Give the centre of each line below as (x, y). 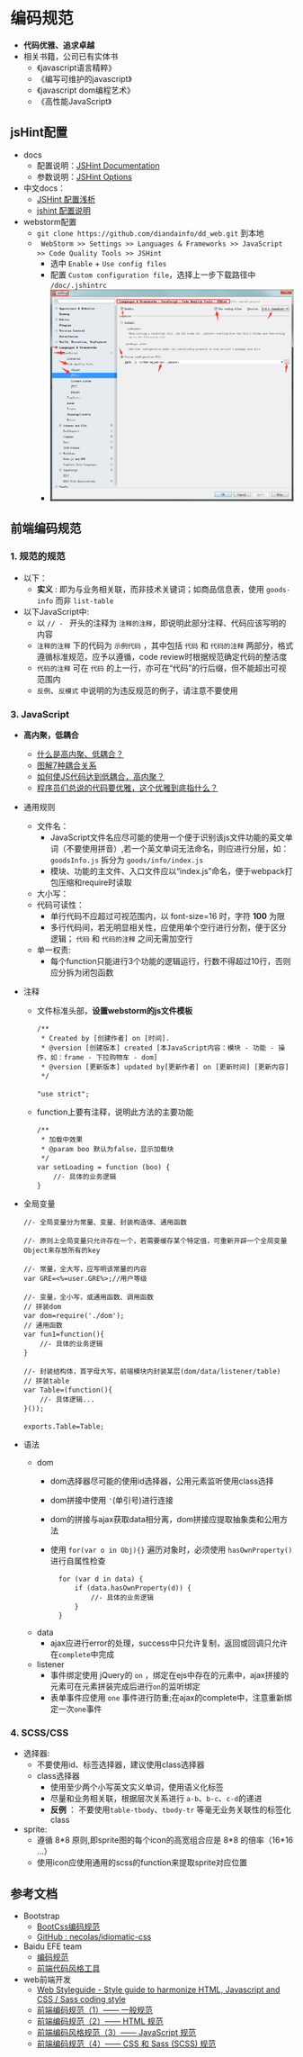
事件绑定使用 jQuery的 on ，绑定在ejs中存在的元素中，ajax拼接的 (169, 1674)
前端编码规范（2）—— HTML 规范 (100, 2021)
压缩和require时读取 (95, 882)
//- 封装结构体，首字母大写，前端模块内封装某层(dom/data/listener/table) (152, 1371)
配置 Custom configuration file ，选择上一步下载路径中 (153, 275)
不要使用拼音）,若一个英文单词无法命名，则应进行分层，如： (178, 848)
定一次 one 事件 (76, 1709)
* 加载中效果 (62, 1140)
